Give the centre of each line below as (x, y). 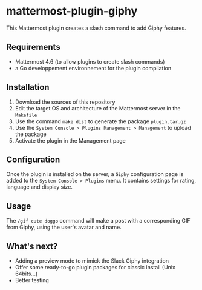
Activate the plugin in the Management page (70, 140)
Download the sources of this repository (65, 102)
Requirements (33, 47)
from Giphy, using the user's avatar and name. (64, 227)
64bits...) (26, 274)
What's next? (32, 246)
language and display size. (39, 187)
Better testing (32, 280)
